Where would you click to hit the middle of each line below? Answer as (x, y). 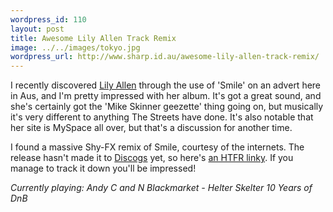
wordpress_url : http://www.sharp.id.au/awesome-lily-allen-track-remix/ (165, 57)
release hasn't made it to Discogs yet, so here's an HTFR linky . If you (152, 158)
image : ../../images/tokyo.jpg (75, 47)
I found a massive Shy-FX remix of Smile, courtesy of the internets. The (157, 147)
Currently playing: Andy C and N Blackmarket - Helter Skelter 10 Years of (161, 188)
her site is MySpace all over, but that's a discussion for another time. (151, 128)
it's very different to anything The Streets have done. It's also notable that (162, 117)
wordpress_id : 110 (48, 19)
